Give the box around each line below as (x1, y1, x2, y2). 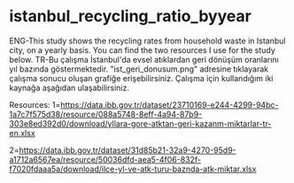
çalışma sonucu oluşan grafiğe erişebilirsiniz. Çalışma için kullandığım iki (9, 72, 274, 83)
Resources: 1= (9, 99, 61, 110)
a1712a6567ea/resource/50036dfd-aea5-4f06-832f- (9, 154, 202, 164)
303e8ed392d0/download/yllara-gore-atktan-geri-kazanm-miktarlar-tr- (9, 118, 272, 129)
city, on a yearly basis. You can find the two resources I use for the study (9, 44, 276, 55)
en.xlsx (9, 127, 35, 138)
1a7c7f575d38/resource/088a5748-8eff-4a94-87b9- (9, 109, 203, 119)
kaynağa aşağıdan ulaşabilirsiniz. (9, 82, 130, 93)
